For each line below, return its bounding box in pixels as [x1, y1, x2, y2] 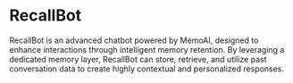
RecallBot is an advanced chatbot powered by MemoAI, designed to [9, 35, 259, 46]
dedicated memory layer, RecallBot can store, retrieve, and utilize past [9, 54, 267, 64]
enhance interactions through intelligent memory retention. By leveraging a [9, 44, 285, 54]
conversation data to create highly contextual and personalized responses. [9, 63, 284, 74]
